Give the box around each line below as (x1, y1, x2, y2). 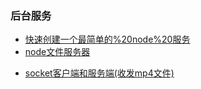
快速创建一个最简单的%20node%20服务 (24, 33, 191, 46)
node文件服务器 (24, 46, 91, 58)
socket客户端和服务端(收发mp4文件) (24, 67, 175, 79)
